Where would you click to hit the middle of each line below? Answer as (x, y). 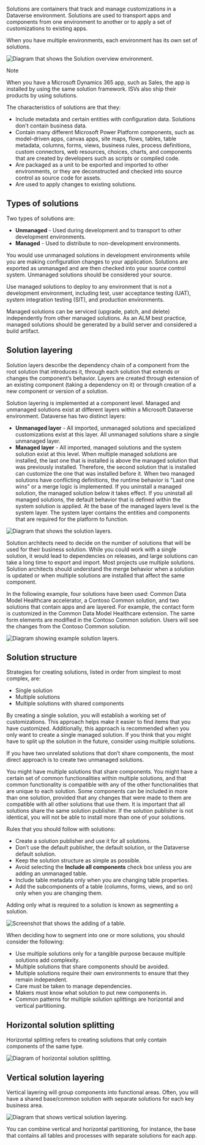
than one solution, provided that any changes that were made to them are (99, 798)
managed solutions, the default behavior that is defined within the (98, 500)
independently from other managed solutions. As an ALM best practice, (96, 318)
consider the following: (35, 942)
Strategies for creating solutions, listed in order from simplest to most (94, 672)
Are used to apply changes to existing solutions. (76, 184)
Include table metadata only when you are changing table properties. (102, 880)
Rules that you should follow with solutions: (61, 829)
